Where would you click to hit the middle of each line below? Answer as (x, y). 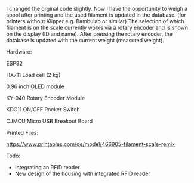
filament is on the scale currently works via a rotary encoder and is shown (97, 27)
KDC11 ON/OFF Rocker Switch (43, 109)
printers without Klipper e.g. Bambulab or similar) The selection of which (95, 21)
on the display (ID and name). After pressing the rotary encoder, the (90, 34)
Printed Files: (22, 133)
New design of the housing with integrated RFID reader (82, 173)
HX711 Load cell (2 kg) (33, 75)
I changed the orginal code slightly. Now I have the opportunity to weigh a (97, 9)
